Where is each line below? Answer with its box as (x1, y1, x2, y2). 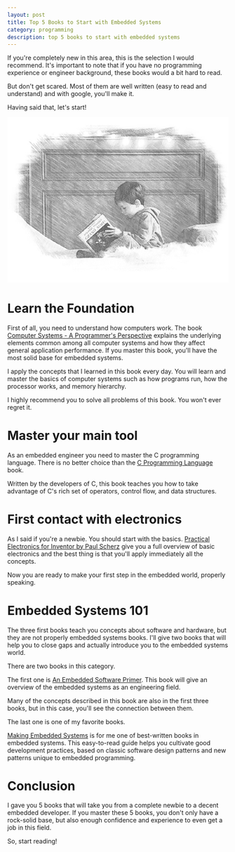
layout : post (7, 11, 46, 18)
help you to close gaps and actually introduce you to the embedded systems (7, 641, 229, 649)
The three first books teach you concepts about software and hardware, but (7, 625, 227, 634)
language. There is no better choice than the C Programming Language (7, 458, 213, 467)
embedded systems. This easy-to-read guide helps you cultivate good (7, 738, 211, 747)
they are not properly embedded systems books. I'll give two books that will (7, 633, 227, 641)
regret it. (7, 403, 32, 411)
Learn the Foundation (7, 300, 135, 316)
